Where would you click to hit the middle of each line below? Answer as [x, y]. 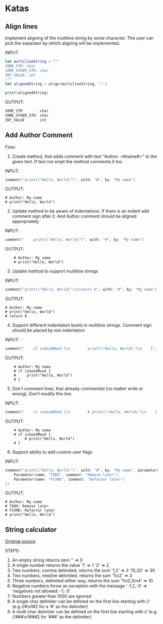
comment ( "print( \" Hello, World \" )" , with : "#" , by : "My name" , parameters [82, 470]
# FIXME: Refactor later [30, 510]
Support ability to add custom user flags [52, 452]
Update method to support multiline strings [55, 271]
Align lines [21, 26]
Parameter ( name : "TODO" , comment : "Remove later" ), [67, 475]
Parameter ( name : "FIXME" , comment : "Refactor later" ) [69, 479]
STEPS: [13, 551]
